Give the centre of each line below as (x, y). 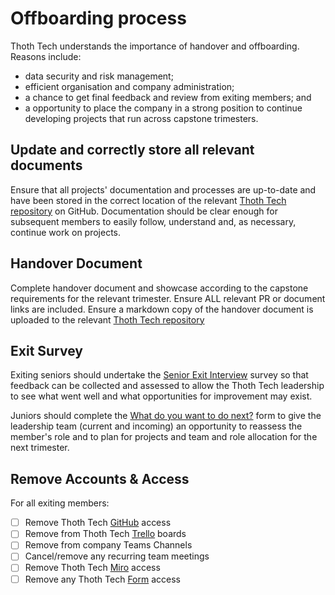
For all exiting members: (60, 503)
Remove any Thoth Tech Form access (102, 579)
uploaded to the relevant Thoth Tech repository (107, 319)
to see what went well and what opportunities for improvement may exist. (161, 396)
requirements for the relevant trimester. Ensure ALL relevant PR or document (168, 298)
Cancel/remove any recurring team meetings (117, 556)
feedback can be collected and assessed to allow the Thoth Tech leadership (167, 386)
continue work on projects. (66, 232)
